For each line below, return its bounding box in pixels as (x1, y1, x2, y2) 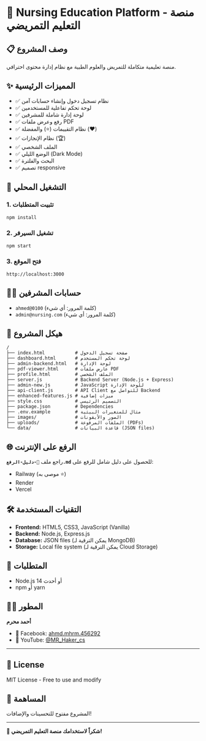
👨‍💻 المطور (6, 601, 44, 612)
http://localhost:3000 (6, 271, 64, 277)
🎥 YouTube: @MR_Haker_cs (15, 636, 86, 643)
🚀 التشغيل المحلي (6, 182, 66, 193)
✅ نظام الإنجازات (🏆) (15, 134, 66, 142)
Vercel (15, 486, 32, 493)
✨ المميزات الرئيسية (6, 81, 75, 91)
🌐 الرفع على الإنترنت (6, 442, 77, 452)
